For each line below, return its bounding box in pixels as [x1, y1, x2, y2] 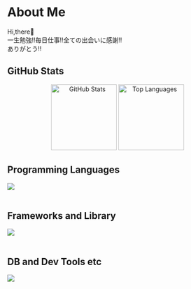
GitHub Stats [7, 65, 64, 77]
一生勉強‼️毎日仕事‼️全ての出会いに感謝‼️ [7, 36, 122, 44]
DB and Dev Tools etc [7, 255, 102, 267]
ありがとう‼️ [7, 44, 42, 53]
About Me [7, 4, 66, 20]
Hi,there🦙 [7, 27, 35, 36]
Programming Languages [7, 164, 120, 176]
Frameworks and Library [7, 210, 117, 222]
